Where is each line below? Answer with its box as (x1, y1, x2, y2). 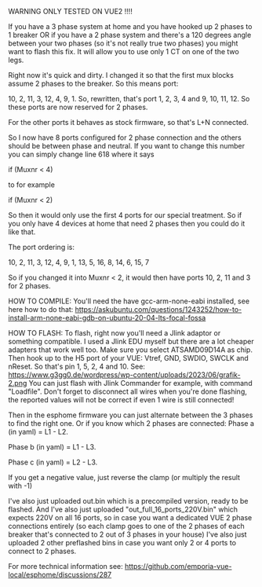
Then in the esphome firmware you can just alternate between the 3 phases (8, 410, 253, 420)
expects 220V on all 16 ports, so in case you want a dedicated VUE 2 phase (8, 513, 253, 522)
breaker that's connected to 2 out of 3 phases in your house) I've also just (8, 530, 247, 539)
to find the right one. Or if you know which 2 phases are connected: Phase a (8, 419, 255, 427)
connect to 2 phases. (8, 546, 77, 556)
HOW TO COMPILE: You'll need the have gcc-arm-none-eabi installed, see (8, 296, 249, 306)
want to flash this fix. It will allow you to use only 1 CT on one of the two (8, 47, 239, 56)
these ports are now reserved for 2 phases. (8, 102, 148, 112)
